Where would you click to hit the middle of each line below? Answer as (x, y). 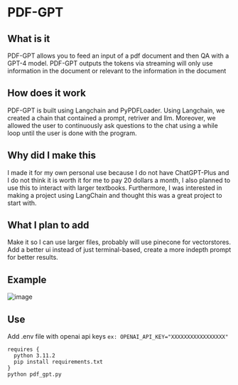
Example (27, 279)
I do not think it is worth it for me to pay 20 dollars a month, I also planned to (119, 180)
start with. (22, 203)
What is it (29, 39)
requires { (23, 349)
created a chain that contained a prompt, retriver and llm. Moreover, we (112, 117)
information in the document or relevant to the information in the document (117, 71)
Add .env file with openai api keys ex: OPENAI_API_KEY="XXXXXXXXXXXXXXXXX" (118, 337)
